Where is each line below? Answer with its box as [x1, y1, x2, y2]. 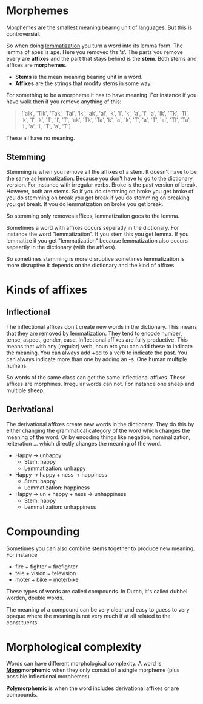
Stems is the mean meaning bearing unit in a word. [15, 73, 143, 80]
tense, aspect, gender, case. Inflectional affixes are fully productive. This [6, 336, 188, 343]
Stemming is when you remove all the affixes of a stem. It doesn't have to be [6, 168, 197, 175]
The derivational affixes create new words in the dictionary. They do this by [6, 420, 195, 427]
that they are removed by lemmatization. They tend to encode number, [6, 330, 182, 337]
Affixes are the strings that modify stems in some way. [15, 80, 153, 87]
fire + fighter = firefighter [15, 563, 78, 570]
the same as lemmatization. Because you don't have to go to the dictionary [6, 174, 193, 182]
